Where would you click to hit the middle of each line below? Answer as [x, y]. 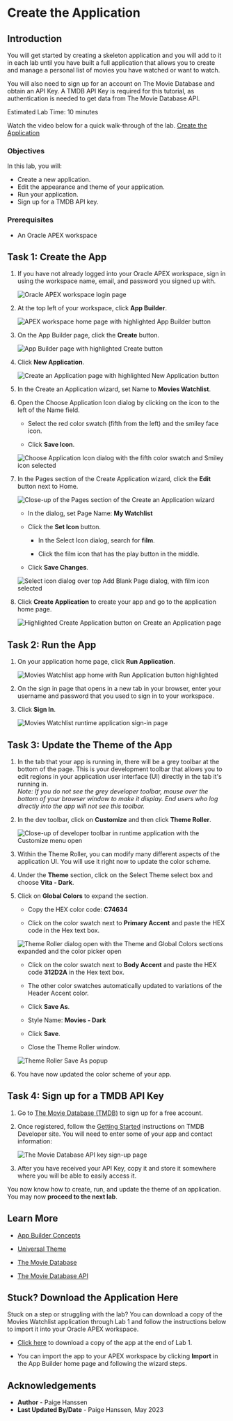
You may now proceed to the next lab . [63, 1196]
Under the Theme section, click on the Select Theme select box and [115, 875]
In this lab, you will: [35, 166]
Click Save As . [49, 1007]
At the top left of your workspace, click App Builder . [92, 308]
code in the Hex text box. [64, 930]
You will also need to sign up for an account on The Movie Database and [111, 84]
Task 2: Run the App [52, 645]
